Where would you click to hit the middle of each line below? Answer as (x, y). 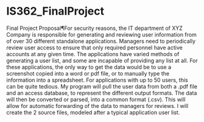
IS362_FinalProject (55, 11)
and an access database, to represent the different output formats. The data (102, 93)
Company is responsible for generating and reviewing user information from (101, 34)
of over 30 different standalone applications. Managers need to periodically (101, 41)
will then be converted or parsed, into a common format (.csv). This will (96, 99)
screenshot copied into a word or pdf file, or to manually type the (88, 73)
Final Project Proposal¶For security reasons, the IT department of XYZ (94, 28)
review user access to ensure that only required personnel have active (94, 48)
